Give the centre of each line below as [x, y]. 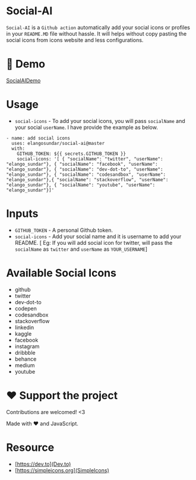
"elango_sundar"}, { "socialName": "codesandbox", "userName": [86, 174]
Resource [30, 447]
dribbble [25, 352]
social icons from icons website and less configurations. [75, 40]
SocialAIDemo [23, 80]
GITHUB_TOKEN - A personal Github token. [64, 230]
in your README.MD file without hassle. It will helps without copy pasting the [97, 33]
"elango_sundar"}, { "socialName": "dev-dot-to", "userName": [85, 169]
